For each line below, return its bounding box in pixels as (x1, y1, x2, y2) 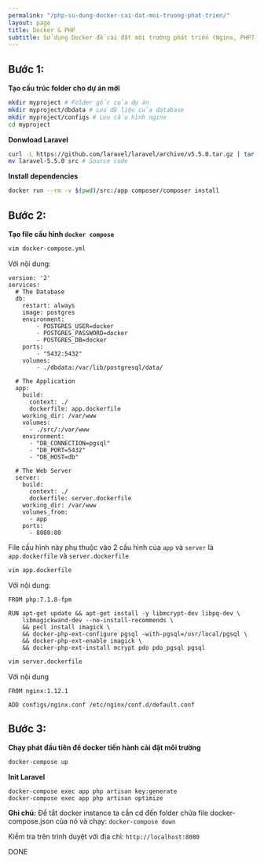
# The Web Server (15, 467, 72, 474)
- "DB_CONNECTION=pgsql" (28, 439, 111, 447)
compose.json (8, 817, 54, 826)
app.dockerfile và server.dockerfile (8, 551, 130, 560)
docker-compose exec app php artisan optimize (8, 795, 163, 802)
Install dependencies (8, 171, 79, 181)
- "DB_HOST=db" (28, 453, 79, 461)
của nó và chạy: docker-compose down (55, 817, 176, 826)
